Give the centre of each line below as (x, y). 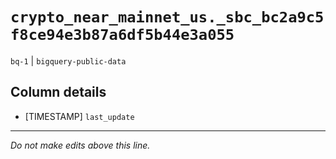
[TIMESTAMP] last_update (79, 116)
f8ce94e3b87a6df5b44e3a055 (122, 35)
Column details (58, 92)
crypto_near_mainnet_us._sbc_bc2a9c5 (167, 17)
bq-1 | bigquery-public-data (68, 60)
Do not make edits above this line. (80, 145)
